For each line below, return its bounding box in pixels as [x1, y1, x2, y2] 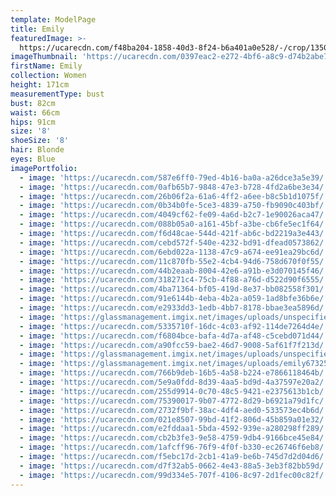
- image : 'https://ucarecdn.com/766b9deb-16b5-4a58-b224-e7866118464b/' [19, 368, 329, 378]
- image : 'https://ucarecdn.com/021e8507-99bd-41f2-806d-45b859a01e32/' [19, 414, 329, 425]
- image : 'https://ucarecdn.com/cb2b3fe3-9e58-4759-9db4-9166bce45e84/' [19, 433, 329, 443]
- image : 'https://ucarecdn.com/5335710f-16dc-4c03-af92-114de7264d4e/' [19, 321, 329, 331]
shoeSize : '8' [10, 136, 70, 146]
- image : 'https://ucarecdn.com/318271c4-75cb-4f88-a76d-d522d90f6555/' [19, 275, 329, 285]
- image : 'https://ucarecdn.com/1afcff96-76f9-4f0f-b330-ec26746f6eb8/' [19, 442, 329, 453]
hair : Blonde [10, 145, 65, 155]
